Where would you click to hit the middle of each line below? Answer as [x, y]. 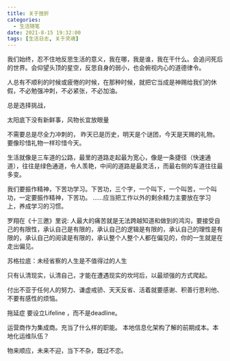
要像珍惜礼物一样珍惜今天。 [46, 143]
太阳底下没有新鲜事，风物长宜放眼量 [58, 120]
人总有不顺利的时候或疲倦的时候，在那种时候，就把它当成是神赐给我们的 [109, 82]
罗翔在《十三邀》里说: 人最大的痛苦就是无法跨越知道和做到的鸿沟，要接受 [111, 221]
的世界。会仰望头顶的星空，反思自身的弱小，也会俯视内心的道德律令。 [106, 68]
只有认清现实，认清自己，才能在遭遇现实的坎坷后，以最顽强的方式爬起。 [109, 276]
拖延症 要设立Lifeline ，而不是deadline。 [64, 313]
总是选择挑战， [28, 105]
